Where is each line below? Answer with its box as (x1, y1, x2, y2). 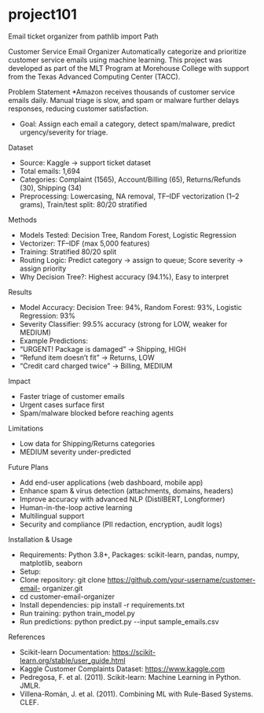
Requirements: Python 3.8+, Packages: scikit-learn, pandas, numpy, (19, 549, 240, 560)
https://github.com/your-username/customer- (107, 574, 256, 584)
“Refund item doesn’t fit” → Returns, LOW (19, 353, 155, 362)
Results (8, 287, 33, 297)
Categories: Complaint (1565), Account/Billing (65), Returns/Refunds (19, 175, 241, 184)
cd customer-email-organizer (19, 592, 115, 601)
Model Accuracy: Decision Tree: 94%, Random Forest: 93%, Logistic (19, 302, 242, 312)
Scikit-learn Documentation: (19, 647, 111, 656)
